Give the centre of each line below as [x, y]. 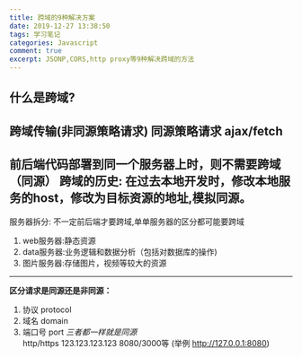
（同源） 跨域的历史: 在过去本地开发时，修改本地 [144, 182]
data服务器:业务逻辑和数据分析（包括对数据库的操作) [120, 251]
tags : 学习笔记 [35, 34]
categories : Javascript [54, 43]
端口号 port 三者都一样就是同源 [80, 332]
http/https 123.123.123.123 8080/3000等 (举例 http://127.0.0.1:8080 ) [146, 343]
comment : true [36, 51]
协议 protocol [47, 309]
